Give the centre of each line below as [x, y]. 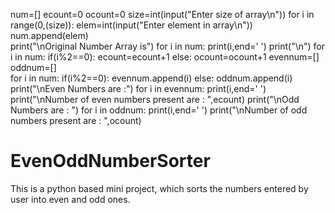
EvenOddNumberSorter [110, 161]
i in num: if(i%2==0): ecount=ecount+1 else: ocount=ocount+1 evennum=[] [165, 57]
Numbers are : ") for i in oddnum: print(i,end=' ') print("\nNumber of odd [159, 110]
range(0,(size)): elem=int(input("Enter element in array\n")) [131, 25]
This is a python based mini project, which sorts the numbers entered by [159, 188]
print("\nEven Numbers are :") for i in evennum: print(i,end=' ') [138, 88]
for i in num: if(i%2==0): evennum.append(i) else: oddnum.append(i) [151, 78]
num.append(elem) [49, 35]
